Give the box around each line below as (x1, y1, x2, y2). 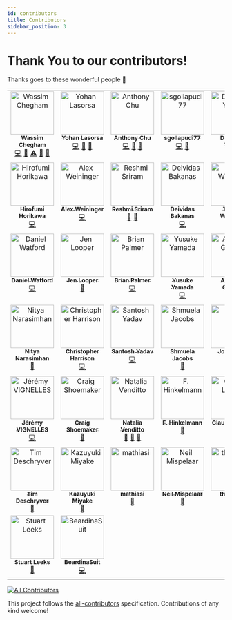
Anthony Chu (113, 134, 151, 142)
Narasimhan (14, 355, 50, 362)
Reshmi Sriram (111, 205, 153, 213)
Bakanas (170, 212, 195, 220)
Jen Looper (66, 277, 99, 284)
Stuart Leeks (14, 559, 50, 566)
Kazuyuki (68, 490, 96, 498)
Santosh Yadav (111, 348, 154, 356)
